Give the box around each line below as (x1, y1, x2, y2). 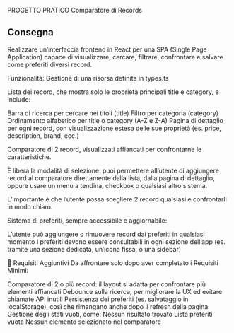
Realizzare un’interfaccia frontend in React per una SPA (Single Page (7, 45, 207, 54)
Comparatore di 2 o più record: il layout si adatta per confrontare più (7, 279, 206, 288)
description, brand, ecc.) (7, 131, 79, 140)
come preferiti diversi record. (7, 60, 93, 69)
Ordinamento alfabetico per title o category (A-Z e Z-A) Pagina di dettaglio (7, 116, 224, 124)
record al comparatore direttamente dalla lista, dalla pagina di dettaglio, (7, 173, 215, 182)
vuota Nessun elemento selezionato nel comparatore (7, 317, 161, 326)
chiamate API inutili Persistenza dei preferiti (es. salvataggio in (7, 295, 189, 303)
